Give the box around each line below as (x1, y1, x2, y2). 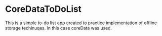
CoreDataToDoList (5, 3, 81, 15)
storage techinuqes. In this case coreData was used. (5, 25, 112, 31)
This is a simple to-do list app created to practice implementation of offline (5, 20, 157, 26)
